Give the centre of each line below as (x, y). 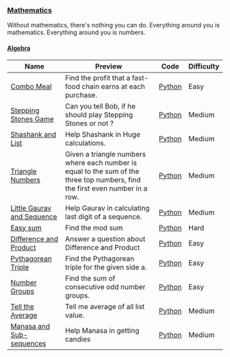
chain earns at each (113, 86)
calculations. (85, 143)
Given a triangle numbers (105, 154)
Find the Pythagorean (100, 258)
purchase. (81, 95)
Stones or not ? (89, 123)
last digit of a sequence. (103, 217)
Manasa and (30, 326)
